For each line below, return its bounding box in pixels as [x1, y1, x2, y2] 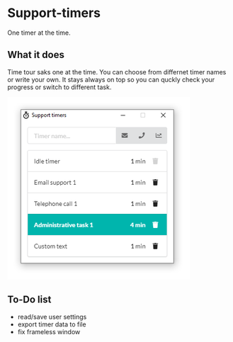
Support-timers [7, 5, 101, 21]
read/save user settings [17, 312, 87, 321]
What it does [7, 49, 65, 61]
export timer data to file [17, 320, 86, 329]
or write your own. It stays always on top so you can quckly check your [7, 75, 215, 84]
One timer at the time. [7, 28, 71, 37]
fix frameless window [17, 327, 81, 336]
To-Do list [7, 294, 52, 306]
